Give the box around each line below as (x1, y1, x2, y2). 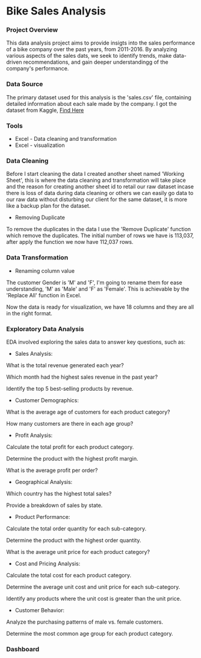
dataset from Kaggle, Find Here (6, 107, 84, 114)
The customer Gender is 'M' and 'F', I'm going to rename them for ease (6, 279, 182, 286)
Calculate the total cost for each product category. (6, 571, 131, 579)
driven (6, 58, 22, 66)
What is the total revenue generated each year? (6, 361, 125, 368)
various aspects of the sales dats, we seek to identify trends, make (6, 52, 172, 60)
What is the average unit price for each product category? (6, 548, 150, 555)
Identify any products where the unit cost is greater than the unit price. (6, 595, 182, 602)
